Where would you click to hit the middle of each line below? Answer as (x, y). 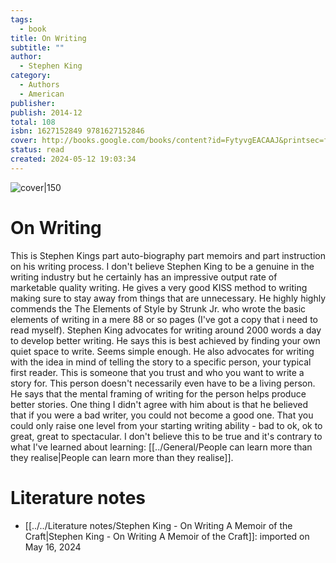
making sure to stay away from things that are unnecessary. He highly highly (168, 298)
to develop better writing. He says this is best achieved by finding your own (165, 340)
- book (33, 29)
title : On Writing (48, 38)
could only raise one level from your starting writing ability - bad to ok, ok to (166, 425)
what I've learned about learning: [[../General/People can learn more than (161, 447)
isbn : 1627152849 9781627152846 (77, 131)
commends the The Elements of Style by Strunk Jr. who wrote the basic (158, 308)
